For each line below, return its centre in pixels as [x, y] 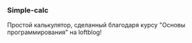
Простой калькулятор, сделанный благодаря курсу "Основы [96, 25]
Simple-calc [28, 10]
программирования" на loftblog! [54, 32]
